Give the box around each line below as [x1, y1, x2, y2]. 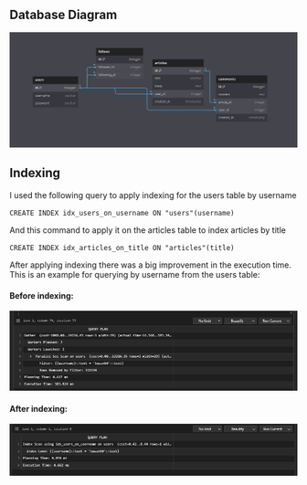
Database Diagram [9, 7, 118, 23]
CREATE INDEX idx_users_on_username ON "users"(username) [9, 208, 235, 217]
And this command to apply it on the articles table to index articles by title [9, 224, 286, 236]
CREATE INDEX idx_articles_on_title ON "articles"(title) [9, 243, 235, 252]
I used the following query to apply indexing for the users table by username [9, 189, 297, 200]
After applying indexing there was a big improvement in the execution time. [9, 259, 292, 270]
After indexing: [9, 403, 69, 414]
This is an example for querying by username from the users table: [9, 269, 260, 279]
